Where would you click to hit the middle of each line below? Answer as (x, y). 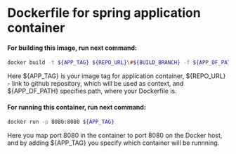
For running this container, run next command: (77, 107)
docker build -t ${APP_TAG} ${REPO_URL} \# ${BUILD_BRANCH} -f (99, 63)
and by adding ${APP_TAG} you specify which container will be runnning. (113, 143)
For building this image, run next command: (72, 48)
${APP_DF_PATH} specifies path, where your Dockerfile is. (92, 91)
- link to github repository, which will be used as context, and (96, 84)
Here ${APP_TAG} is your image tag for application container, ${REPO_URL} (117, 76)
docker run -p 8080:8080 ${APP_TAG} (61, 122)
